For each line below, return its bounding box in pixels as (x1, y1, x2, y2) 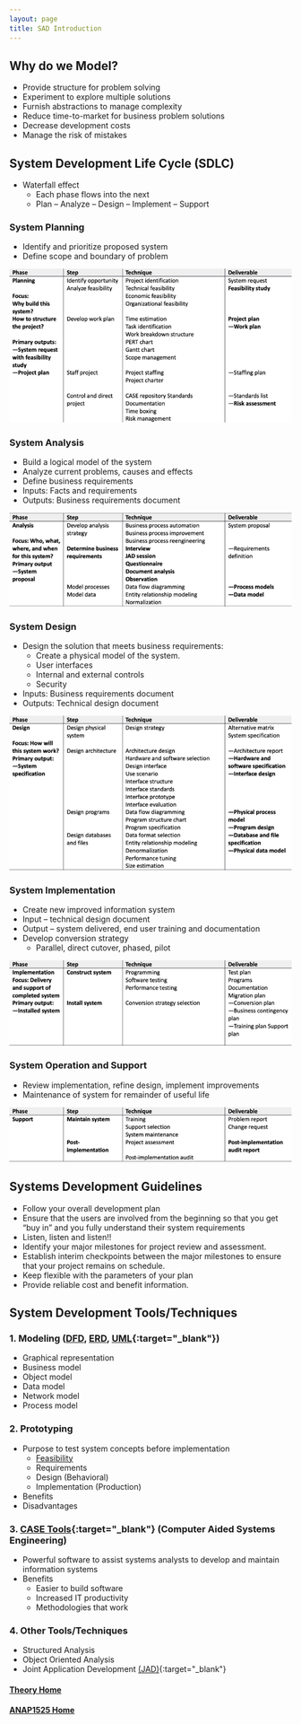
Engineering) (9, 1534, 67, 1546)
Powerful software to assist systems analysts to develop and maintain (21, 1553, 280, 1565)
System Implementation (9, 884, 116, 897)
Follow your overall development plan (21, 1203, 161, 1213)
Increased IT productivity (35, 1592, 129, 1603)
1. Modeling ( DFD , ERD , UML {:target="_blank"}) (9, 1332, 220, 1344)
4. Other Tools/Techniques (9, 1624, 128, 1637)
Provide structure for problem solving (21, 82, 161, 93)
